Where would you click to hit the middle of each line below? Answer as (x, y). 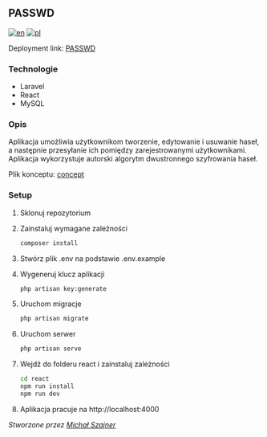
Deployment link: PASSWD (52, 48)
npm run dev (40, 394)
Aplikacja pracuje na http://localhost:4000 (89, 409)
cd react (34, 379)
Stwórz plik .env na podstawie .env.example (93, 258)
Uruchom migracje (51, 304)
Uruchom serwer (48, 334)
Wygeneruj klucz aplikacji (62, 274)
